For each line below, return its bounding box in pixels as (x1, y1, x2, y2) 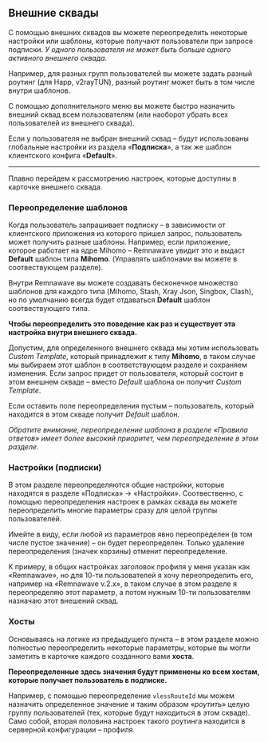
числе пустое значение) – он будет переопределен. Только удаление (8, 538, 245, 548)
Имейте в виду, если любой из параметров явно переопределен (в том (8, 529, 253, 539)
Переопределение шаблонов (8, 201, 128, 213)
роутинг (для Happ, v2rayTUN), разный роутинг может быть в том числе (8, 77, 255, 86)
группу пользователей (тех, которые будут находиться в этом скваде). (8, 708, 250, 717)
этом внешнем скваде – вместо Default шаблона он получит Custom (8, 377, 242, 387)
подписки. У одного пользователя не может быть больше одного (8, 44, 231, 54)
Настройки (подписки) (8, 462, 102, 473)
